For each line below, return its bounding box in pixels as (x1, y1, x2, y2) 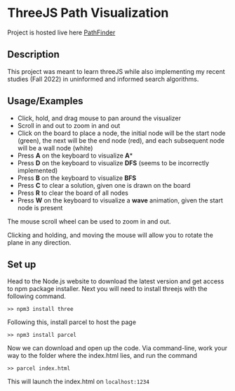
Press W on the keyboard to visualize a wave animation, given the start (17, 195, 223, 205)
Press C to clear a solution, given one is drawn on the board (17, 181, 191, 189)
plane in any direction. (7, 238, 72, 247)
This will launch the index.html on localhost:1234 (7, 378, 149, 386)
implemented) (17, 166, 58, 174)
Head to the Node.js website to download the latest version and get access (7, 277, 224, 286)
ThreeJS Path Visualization (7, 5, 169, 21)
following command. (7, 292, 67, 300)
